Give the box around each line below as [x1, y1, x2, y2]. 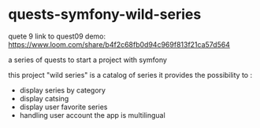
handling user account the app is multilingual [19, 110, 165, 119]
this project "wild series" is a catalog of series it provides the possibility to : [8, 70, 253, 79]
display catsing [19, 93, 69, 103]
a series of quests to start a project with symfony [8, 55, 168, 64]
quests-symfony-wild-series [8, 5, 202, 24]
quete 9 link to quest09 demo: [8, 31, 106, 41]
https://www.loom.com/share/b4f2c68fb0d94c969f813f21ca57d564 [8, 39, 231, 49]
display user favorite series [19, 102, 108, 112]
